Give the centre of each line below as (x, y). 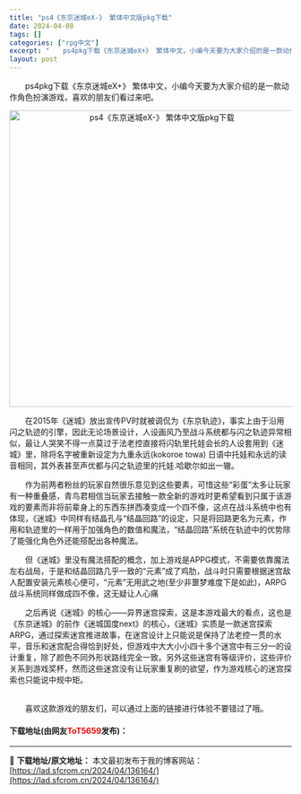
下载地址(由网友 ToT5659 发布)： (69, 730)
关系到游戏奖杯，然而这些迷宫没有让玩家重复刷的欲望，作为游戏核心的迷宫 (146, 668)
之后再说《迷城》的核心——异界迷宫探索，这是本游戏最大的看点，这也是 (158, 612)
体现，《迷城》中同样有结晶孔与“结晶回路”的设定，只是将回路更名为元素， (144, 518)
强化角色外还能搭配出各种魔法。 (84, 541)
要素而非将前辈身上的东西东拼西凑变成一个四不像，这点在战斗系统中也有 (158, 507)
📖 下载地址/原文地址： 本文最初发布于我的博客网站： (106, 761)
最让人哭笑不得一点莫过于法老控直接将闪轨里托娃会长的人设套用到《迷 (154, 443)
